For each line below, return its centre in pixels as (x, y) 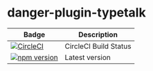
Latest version (88, 57)
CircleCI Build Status (98, 46)
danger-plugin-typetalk (77, 13)
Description (98, 34)
